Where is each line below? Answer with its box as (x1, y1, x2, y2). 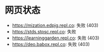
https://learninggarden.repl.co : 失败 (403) (12, 35, 99, 41)
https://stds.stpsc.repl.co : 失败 (12, 28, 77, 34)
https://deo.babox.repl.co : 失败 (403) (12, 41, 90, 47)
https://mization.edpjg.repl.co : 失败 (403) (12, 22, 98, 28)
